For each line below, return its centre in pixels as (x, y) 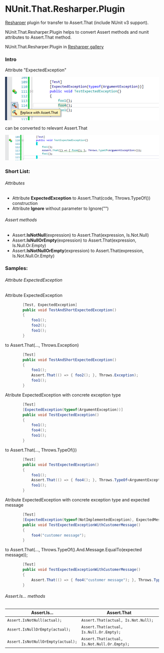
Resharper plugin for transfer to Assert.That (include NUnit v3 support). (77, 23)
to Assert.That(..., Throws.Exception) (42, 345)
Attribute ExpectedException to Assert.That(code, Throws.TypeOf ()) (81, 198)
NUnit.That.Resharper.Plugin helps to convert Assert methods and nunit (77, 32)
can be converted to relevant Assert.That (46, 128)
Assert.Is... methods (25, 596)
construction (25, 203)
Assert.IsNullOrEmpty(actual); (39, 630)
